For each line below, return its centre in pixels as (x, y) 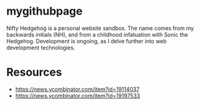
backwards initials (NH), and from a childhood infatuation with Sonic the (97, 34)
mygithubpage (44, 11)
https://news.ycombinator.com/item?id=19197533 (78, 95)
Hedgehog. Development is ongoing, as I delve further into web (87, 41)
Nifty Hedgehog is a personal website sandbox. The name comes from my (100, 28)
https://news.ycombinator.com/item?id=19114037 (77, 89)
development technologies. (41, 48)
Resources (34, 72)
